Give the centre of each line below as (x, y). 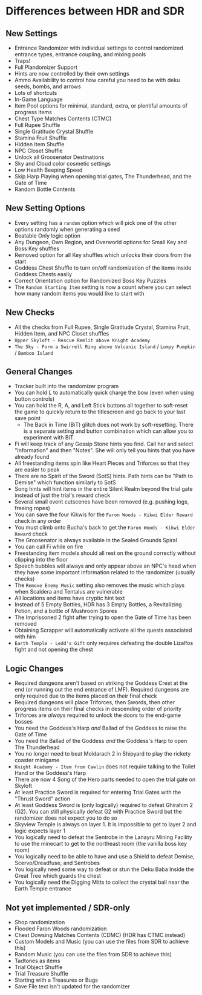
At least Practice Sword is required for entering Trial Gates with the (98, 792)
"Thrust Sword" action (42, 799)
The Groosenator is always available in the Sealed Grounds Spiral (96, 540)
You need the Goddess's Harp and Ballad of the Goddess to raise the (100, 728)
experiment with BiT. (49, 438)
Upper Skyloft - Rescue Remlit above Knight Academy (82, 340)
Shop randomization (40, 922)
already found (32, 457)
